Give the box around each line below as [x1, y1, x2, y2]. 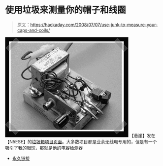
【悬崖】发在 [129, 133, 156, 138]
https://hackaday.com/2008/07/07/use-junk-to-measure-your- [30, 22, 158, 28]
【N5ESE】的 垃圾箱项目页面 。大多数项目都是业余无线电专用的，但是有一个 [5, 138, 157, 144]
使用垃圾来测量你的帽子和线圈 [5, 4, 127, 16]
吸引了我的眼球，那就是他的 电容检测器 [5, 145, 83, 151]
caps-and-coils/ [17, 27, 50, 33]
